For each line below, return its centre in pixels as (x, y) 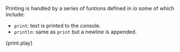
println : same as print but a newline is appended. (75, 32)
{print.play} (19, 43)
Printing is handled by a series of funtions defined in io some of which (90, 8)
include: (15, 14)
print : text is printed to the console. (57, 26)
